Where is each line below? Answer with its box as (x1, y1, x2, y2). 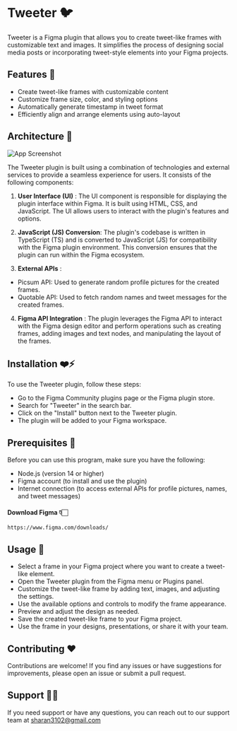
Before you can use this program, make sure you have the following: (7, 456, 206, 464)
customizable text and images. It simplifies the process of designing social (7, 40, 224, 49)
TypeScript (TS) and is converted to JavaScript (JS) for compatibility (17, 235, 217, 244)
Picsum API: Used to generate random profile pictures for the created (17, 278, 220, 286)
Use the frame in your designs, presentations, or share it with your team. (17, 622, 229, 631)
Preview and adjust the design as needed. (17, 607, 140, 616)
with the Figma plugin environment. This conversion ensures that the (17, 242, 217, 251)
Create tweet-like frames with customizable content (17, 87, 169, 95)
